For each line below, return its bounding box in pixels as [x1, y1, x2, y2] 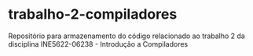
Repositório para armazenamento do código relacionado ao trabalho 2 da [8, 31, 245, 40]
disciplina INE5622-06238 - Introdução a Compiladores [8, 39, 189, 48]
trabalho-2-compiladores [8, 5, 178, 23]
